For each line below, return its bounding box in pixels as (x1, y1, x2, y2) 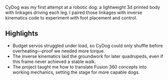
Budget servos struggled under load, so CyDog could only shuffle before (12, 42, 163, 48)
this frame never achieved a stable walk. (12, 58, 96, 64)
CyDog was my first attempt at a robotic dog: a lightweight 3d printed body (5, 4, 160, 10)
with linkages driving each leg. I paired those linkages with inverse (5, 9, 142, 15)
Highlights (5, 29, 39, 38)
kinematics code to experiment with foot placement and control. (5, 15, 137, 20)
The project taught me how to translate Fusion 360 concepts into (12, 63, 147, 69)
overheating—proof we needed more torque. (12, 47, 105, 54)
